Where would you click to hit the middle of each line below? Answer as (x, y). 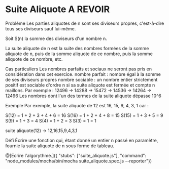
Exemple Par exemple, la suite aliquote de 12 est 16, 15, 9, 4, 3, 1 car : (77, 105)
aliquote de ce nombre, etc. (34, 59)
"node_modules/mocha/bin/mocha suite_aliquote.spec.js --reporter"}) (79, 161)
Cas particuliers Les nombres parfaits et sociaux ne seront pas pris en (79, 69)
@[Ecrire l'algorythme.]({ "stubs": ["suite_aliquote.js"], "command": (76, 155)
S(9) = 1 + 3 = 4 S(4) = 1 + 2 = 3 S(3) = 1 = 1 (51, 120)
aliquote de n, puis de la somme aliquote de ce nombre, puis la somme (79, 54)
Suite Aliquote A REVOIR (58, 9)
